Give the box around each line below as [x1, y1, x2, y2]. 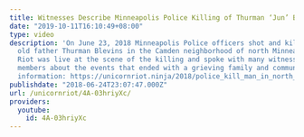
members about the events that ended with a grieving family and [17, 64, 270, 73]
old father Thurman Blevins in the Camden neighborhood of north [17, 47, 270, 56]
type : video [9, 30, 54, 39]
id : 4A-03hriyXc [25, 114, 88, 123]
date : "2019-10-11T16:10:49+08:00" [9, 22, 144, 31]
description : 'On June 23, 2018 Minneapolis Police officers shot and [9, 38, 281, 48]
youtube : [17, 105, 51, 114]
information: [17, 72, 67, 81]
